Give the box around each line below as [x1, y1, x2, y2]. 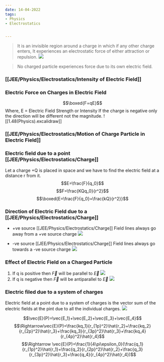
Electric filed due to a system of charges [5, 289, 103, 296]
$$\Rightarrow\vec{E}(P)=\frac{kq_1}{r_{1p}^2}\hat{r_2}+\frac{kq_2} [14, 323, 151, 329]
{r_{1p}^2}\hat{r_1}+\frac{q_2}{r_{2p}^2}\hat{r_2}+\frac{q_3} [22, 346, 143, 352]
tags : [5, 12, 16, 17]
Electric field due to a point [5, 150, 71, 157]
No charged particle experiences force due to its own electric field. [17, 63, 153, 69]
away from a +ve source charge [12, 231, 77, 237]
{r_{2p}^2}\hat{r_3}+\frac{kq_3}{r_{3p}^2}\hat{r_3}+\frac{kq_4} [19, 328, 146, 334]
